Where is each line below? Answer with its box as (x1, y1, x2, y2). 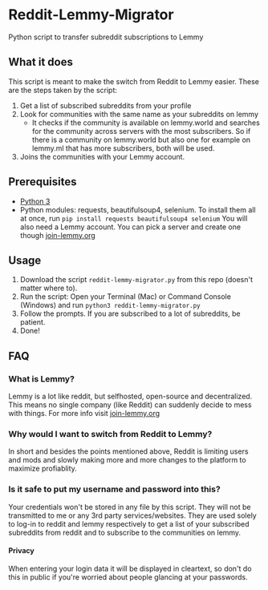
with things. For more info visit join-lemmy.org (8, 409, 160, 418)
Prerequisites (8, 175, 77, 189)
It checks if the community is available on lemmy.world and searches (31, 118, 261, 127)
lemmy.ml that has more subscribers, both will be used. (31, 143, 215, 153)
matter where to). (19, 283, 78, 293)
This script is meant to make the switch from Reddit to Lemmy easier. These (8, 76, 259, 86)
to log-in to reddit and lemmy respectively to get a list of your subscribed (8, 519, 250, 528)
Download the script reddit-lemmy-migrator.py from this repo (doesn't (19, 275, 254, 285)
